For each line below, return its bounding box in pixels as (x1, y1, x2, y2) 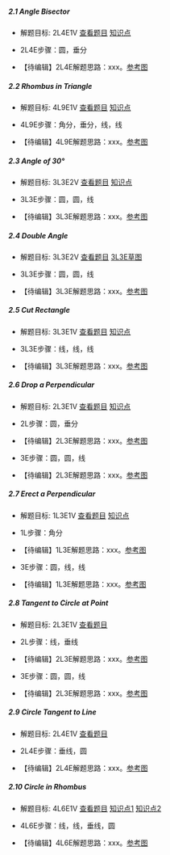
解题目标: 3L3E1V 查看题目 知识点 (19, 326, 131, 336)
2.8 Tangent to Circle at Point (8, 598, 109, 608)
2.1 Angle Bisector (8, 6, 70, 16)
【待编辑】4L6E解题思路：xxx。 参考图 (19, 837, 148, 848)
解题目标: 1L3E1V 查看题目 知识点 (19, 510, 130, 520)
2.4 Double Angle (8, 230, 68, 240)
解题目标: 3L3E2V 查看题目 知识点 (19, 177, 133, 187)
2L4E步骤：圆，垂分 (19, 44, 87, 54)
